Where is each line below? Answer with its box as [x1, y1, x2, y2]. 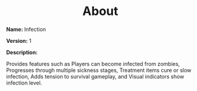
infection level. [6, 79, 42, 87]
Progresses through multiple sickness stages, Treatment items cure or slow [6, 67, 192, 74]
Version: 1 [6, 37, 32, 45]
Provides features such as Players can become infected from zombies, [6, 61, 180, 68]
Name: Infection [6, 26, 47, 33]
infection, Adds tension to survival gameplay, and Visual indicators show [6, 73, 184, 80]
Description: [6, 49, 38, 56]
